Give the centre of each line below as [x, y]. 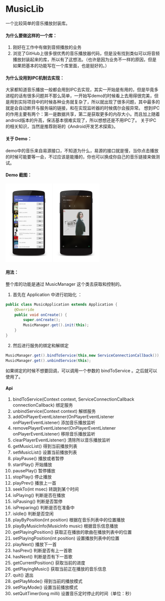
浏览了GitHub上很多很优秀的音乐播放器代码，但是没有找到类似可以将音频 [86, 54]
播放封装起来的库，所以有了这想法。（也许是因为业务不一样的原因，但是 [84, 59]
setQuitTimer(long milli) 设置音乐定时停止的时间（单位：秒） [73, 593]
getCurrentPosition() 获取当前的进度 [49, 563]
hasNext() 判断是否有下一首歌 [43, 556]
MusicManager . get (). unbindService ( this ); [48, 360]
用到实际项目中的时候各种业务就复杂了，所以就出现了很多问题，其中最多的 [85, 102]
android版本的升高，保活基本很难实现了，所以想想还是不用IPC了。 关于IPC [81, 120]
